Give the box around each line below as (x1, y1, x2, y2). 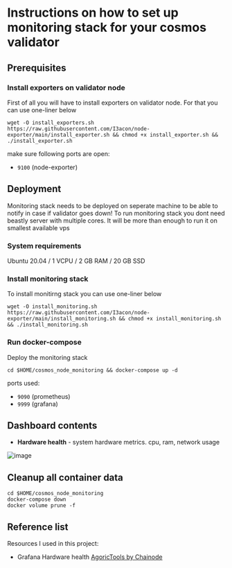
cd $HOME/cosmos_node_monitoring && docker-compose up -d (7, 366, 178, 374)
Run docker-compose (7, 338, 82, 347)
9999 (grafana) (17, 399, 59, 408)
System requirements (7, 241, 82, 250)
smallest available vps (7, 223, 71, 232)
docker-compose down (7, 496, 67, 504)
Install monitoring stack (7, 274, 89, 284)
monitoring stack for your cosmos (7, 19, 206, 35)
